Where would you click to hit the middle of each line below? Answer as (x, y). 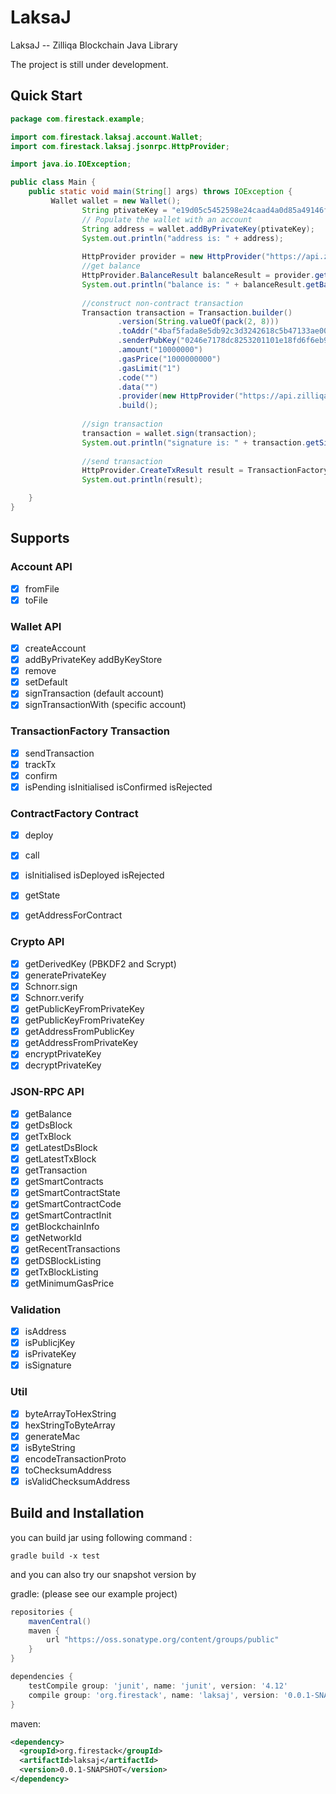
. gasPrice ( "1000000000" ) (169, 359)
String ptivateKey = (124, 210)
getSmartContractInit (68, 1215)
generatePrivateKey (65, 975)
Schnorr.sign (51, 986)
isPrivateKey (50, 1354)
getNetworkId (53, 1238)
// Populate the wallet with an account (167, 219)
